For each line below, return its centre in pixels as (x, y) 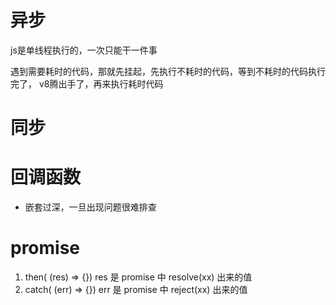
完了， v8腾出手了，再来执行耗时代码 (87, 83)
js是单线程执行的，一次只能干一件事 (84, 50)
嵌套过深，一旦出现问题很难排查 (90, 207)
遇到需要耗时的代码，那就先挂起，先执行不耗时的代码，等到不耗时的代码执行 (168, 71)
